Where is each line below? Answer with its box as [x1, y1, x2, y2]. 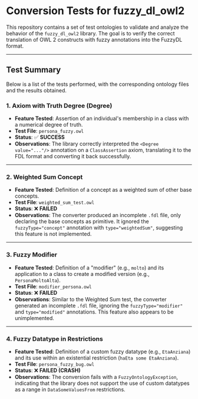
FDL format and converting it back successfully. [14, 153, 131, 160]
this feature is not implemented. [14, 231, 92, 238]
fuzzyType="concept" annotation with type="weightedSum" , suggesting [14, 224, 183, 231]
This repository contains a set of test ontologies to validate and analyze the [6, 24, 189, 31]
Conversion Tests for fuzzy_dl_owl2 [6, 4, 185, 18]
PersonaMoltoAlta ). [14, 277, 61, 284]
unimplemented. [14, 314, 55, 321]
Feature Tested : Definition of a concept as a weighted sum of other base [14, 187, 192, 194]
